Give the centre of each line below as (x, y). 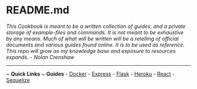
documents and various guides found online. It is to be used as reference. (95, 45)
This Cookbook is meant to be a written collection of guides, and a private (96, 26)
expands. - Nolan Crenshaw (40, 57)
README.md (38, 10)
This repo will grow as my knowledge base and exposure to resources (91, 51)
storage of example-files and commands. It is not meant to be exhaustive (95, 32)
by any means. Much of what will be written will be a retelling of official (92, 38)
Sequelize (18, 80)
